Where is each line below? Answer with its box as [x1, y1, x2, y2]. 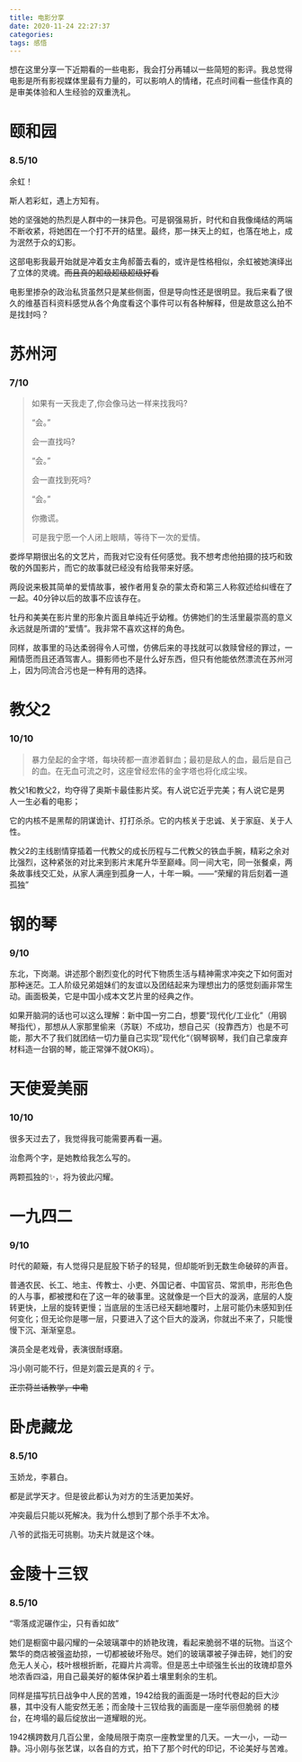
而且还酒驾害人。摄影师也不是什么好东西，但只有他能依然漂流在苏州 [32, 654, 285, 665]
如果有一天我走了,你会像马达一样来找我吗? [31, 398, 188, 409]
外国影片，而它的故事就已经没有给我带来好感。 [24, 562, 199, 573]
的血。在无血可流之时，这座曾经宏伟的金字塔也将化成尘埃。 [31, 765, 253, 776]
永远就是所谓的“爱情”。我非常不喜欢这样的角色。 [9, 623, 191, 634]
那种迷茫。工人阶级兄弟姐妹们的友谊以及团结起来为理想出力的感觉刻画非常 [9, 979, 285, 991]
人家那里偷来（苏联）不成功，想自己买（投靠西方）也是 [67, 1022, 273, 1032]
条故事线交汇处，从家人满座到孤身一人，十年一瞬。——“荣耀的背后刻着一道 [9, 867, 289, 878]
